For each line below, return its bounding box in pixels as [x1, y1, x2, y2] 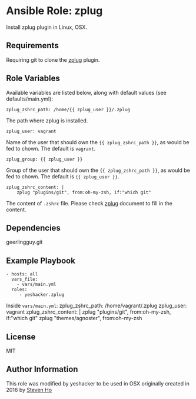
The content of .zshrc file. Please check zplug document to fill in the [6, 199, 172, 207]
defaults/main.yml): [6, 95, 53, 102]
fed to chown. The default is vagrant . [6, 145, 96, 152]
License [6, 331, 36, 342]
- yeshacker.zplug [19, 292, 65, 298]
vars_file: [11, 277, 38, 282]
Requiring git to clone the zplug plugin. [6, 56, 100, 63]
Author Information [6, 364, 78, 374]
